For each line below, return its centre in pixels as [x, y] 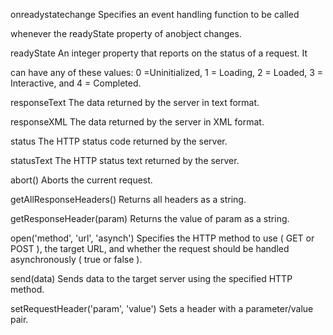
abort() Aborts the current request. [81, 180]
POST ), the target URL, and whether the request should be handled [150, 248]
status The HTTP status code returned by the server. [119, 141]
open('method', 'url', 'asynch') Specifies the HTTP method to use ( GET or [162, 238]
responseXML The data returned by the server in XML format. [137, 122]
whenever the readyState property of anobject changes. [126, 33]
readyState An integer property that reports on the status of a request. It [159, 53]
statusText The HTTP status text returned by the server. [125, 160]
